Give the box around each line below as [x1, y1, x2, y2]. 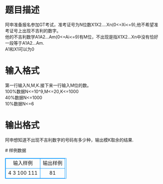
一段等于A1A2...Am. [5, 40, 45, 46]
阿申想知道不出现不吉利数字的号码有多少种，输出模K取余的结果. [5, 137, 134, 143]
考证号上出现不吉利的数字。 [5, 27, 61, 33]
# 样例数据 [5, 147, 26, 153]
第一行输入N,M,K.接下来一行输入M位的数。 [5, 82, 92, 88]
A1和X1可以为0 [5, 46, 34, 52]
